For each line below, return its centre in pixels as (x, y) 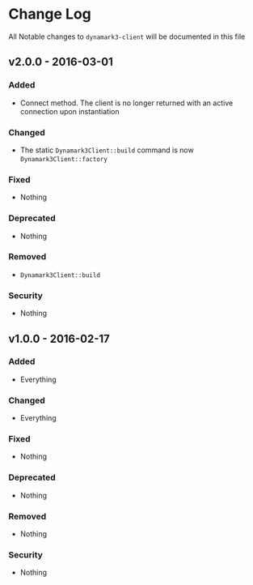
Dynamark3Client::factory (63, 159)
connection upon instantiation (70, 111)
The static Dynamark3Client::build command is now (107, 150)
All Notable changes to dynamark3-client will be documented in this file (127, 36)
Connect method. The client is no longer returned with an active (126, 103)
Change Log (50, 14)
